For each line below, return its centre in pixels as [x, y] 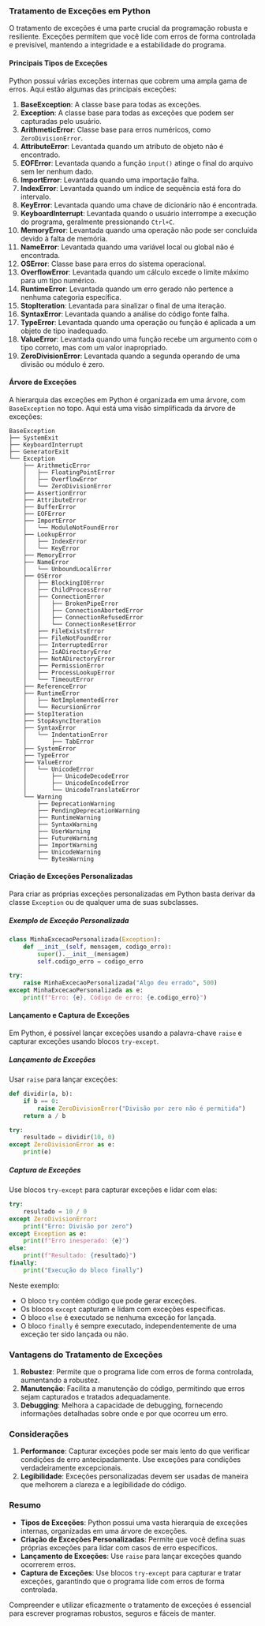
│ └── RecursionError [62, 707]
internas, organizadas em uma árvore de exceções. [104, 1531]
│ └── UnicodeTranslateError [82, 790]
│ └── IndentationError [66, 735]
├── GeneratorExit [39, 451]
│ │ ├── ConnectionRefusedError [84, 617]
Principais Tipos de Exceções [58, 63]
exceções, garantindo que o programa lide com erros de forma [123, 1581]
